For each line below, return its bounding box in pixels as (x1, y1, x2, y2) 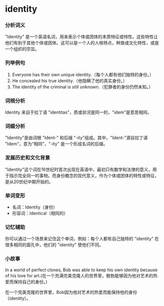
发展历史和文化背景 (5, 154, 50, 161)
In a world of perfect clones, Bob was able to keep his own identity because (5, 267, 158, 273)
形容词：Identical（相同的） (12, 210, 68, 216)
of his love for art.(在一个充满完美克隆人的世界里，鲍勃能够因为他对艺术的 (5, 273, 154, 279)
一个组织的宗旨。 (5, 46, 40, 52)
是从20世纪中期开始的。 (5, 179, 54, 185)
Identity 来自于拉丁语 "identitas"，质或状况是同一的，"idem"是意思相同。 (5, 109, 152, 116)
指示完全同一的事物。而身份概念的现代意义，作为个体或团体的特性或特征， (9, 172, 159, 178)
